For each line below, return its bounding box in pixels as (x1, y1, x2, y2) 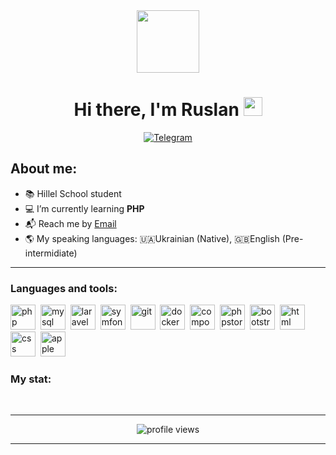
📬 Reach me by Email (24, 217, 117, 229)
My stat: (10, 372, 52, 386)
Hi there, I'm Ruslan (73, 99, 240, 121)
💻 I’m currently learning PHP (24, 202, 145, 214)
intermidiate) (24, 247, 78, 259)
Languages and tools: (10, 281, 118, 295)
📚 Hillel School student (24, 187, 122, 199)
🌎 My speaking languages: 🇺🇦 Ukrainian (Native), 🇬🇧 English (24, 232, 280, 244)
